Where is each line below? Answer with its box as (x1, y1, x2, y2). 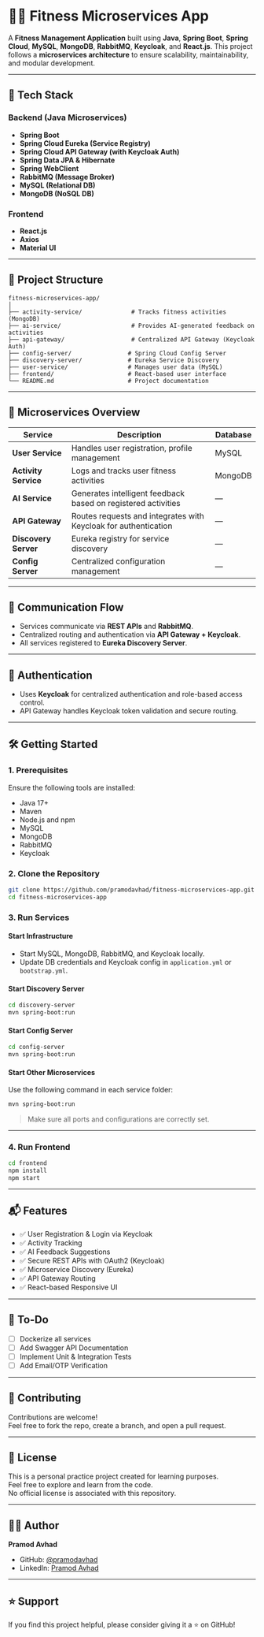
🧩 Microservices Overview (8, 406, 141, 419)
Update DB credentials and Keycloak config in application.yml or (19, 958, 232, 967)
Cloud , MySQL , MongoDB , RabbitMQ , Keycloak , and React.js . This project (8, 41, 253, 50)
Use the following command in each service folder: (8, 1085, 174, 1095)
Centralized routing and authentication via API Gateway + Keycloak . (19, 630, 241, 639)
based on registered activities (71, 497, 181, 508)
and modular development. (8, 58, 96, 68)
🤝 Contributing (8, 1391, 82, 1405)
